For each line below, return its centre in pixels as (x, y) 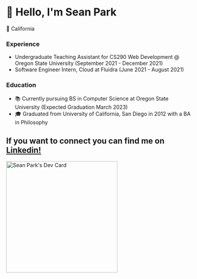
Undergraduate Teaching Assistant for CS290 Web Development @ (97, 57)
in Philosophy (31, 122)
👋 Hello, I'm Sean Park (61, 12)
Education (21, 85)
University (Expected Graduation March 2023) (71, 107)
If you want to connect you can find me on (85, 141)
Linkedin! (24, 150)
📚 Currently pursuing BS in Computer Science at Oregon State (92, 98)
